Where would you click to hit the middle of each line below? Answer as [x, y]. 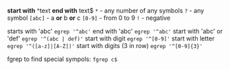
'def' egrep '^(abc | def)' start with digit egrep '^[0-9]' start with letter [111, 38]
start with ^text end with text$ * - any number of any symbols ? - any [106, 11]
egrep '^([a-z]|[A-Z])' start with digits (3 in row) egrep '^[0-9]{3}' [105, 46]
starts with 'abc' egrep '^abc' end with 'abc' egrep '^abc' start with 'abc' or [115, 31]
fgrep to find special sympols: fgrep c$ [62, 59]
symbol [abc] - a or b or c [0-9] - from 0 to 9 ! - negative [89, 18]
